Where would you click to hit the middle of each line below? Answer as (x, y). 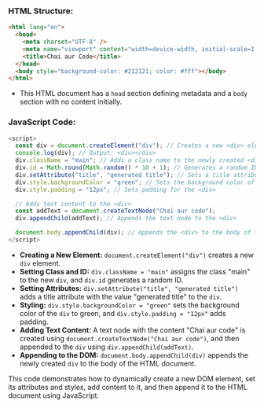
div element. (40, 263)
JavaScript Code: (42, 122)
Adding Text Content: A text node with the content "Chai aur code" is (132, 330)
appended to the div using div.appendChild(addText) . (106, 347)
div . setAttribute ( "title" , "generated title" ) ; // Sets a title (123, 175)
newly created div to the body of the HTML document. (108, 363)
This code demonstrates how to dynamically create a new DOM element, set (132, 378)
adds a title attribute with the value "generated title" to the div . (121, 296)
